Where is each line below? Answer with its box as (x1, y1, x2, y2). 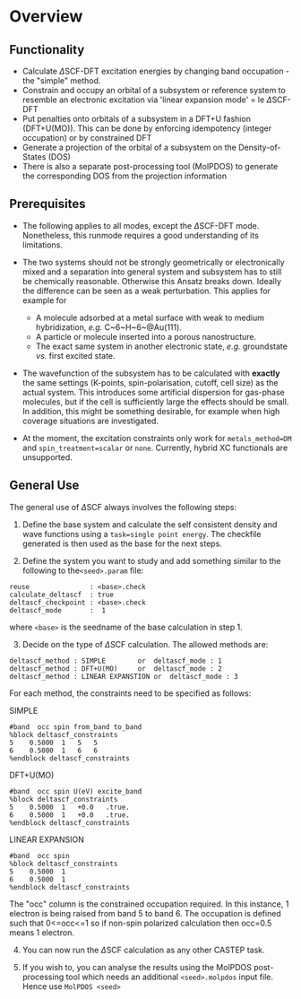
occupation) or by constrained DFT (21, 133, 152, 143)
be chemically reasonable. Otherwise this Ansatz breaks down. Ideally (21, 275, 282, 286)
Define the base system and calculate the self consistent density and (21, 518, 278, 530)
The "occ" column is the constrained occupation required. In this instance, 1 (9, 899, 289, 909)
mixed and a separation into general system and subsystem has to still (21, 266, 282, 277)
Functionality (9, 42, 85, 57)
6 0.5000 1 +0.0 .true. (9, 810, 130, 820)
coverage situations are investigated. (21, 415, 159, 426)
